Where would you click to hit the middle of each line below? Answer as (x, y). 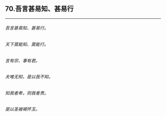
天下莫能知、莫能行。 (27, 44)
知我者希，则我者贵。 (27, 93)
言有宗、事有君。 (22, 60)
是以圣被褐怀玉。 (22, 109)
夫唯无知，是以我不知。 (29, 77)
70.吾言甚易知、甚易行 (40, 9)
